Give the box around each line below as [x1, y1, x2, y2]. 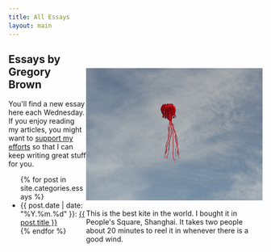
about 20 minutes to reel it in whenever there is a [85, 226, 248, 235]
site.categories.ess [19, 183, 84, 193]
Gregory [8, 65, 51, 78]
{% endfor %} [19, 226, 67, 236]
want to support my [8, 133, 74, 143]
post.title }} [19, 218, 58, 228]
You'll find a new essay [8, 99, 85, 109]
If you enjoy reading [8, 116, 75, 126]
